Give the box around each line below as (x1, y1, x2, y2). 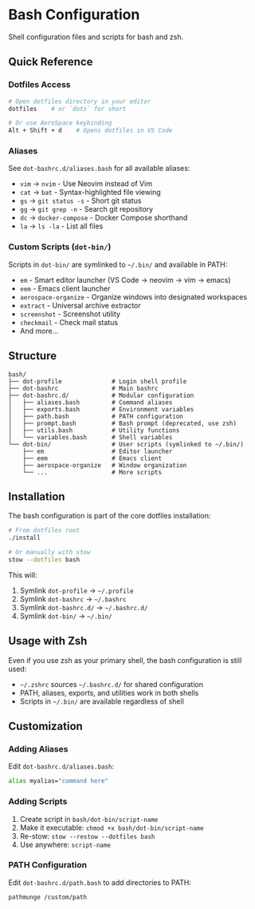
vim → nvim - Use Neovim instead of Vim (19, 179, 153, 189)
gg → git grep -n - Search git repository (19, 204, 154, 214)
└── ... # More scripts (22, 468, 162, 476)
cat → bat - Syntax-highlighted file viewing (19, 188, 161, 197)
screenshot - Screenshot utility (19, 309, 121, 319)
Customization (8, 720, 84, 733)
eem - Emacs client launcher (19, 284, 111, 293)
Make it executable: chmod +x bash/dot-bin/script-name (19, 823, 205, 832)
